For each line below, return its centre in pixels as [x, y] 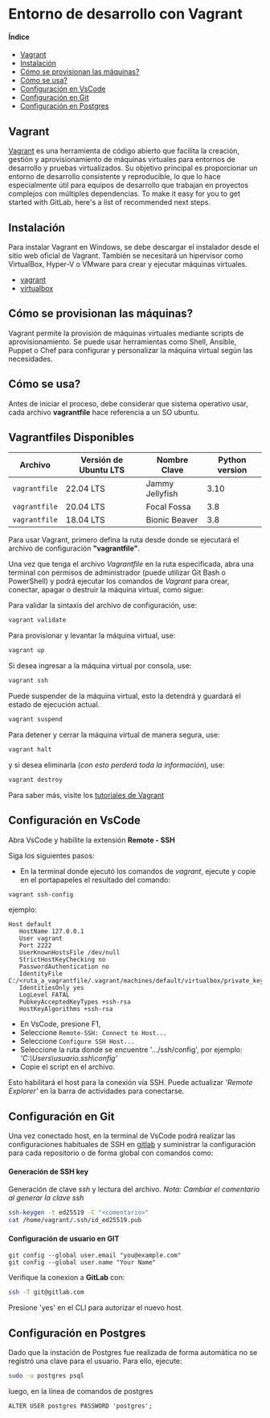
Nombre [172, 460]
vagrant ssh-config [41, 894]
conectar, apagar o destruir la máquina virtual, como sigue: [106, 590]
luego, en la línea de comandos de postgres [81, 1391]
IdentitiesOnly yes [51, 988]
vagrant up [27, 651]
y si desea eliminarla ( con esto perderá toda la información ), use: [117, 765]
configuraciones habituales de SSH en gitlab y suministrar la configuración [132, 1145]
